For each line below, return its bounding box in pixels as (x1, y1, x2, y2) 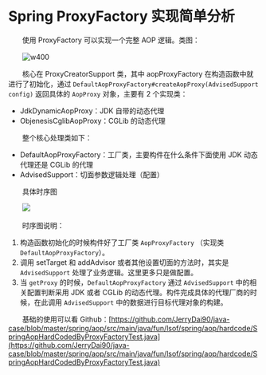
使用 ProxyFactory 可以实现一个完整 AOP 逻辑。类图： (22, 35, 201, 45)
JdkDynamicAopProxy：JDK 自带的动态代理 (19, 105, 165, 116)
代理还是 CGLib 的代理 (19, 160, 94, 169)
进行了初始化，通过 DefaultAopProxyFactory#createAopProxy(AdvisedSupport (8, 79, 259, 89)
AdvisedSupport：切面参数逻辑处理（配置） (19, 169, 165, 180)
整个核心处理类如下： (22, 132, 92, 142)
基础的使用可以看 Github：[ (22, 314, 111, 324)
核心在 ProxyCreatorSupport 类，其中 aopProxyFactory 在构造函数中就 (22, 69, 254, 78)
